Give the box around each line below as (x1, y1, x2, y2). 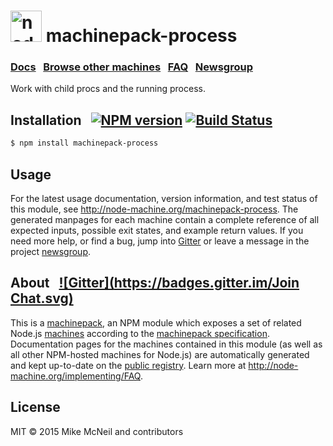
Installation (10, 111, 82, 129)
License (10, 399, 61, 416)
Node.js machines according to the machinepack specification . (10, 327, 270, 339)
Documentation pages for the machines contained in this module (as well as (10, 338, 323, 350)
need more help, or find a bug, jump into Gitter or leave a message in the (10, 235, 310, 247)
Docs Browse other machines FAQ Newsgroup (10, 60, 253, 74)
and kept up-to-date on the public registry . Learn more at (10, 359, 247, 371)
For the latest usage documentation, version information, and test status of (10, 192, 318, 204)
